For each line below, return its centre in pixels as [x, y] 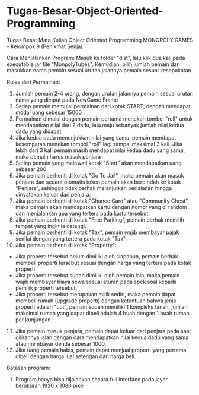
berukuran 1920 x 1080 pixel [50, 385]
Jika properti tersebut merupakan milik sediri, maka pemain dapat [95, 294]
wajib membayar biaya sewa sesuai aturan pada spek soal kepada [96, 282]
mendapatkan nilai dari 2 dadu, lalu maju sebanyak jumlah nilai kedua [99, 125]
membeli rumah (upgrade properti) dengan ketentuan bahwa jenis [96, 301]
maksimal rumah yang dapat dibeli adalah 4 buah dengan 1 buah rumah [102, 313]
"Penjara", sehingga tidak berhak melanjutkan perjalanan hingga [94, 188]
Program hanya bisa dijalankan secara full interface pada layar [91, 379]
